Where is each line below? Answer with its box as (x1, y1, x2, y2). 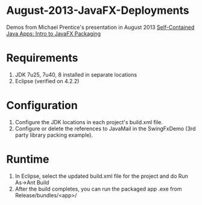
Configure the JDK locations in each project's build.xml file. (14, 118, 163, 125)
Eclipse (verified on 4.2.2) (14, 77, 80, 84)
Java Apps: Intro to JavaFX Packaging (6, 30, 101, 37)
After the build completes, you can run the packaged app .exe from (14, 185, 182, 192)
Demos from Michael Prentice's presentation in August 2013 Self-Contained (6, 24, 195, 31)
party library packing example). (14, 131, 93, 139)
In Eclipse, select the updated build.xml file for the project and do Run (14, 172, 189, 180)
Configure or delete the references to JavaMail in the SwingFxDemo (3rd (14, 125, 196, 132)
